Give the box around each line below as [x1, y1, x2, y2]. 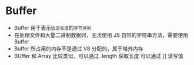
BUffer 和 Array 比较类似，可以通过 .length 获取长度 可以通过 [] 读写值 [14, 52, 183, 59]
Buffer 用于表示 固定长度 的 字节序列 [14, 24, 92, 31]
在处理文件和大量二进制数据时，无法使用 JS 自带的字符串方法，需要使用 [14, 31, 189, 39]
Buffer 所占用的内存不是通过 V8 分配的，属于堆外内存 [14, 45, 143, 52]
